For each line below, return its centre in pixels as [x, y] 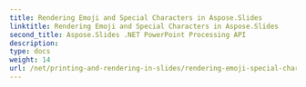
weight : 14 [30, 60]
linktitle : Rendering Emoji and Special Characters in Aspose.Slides [144, 26]
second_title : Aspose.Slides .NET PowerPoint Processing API [128, 34]
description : [34, 43]
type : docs [30, 52]
